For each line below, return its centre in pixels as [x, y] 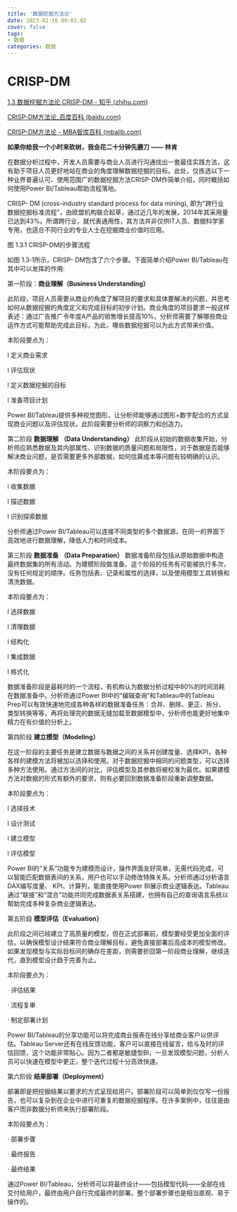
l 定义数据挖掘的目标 [37, 384]
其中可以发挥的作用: [36, 268]
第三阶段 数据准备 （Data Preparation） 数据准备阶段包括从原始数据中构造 [116, 555]
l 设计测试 [22, 823]
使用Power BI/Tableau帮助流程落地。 [67, 188]
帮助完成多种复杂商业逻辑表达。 [54, 903]
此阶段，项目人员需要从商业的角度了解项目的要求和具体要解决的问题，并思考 [119, 298]
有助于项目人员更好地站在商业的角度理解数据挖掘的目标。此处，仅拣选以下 [115, 171]
